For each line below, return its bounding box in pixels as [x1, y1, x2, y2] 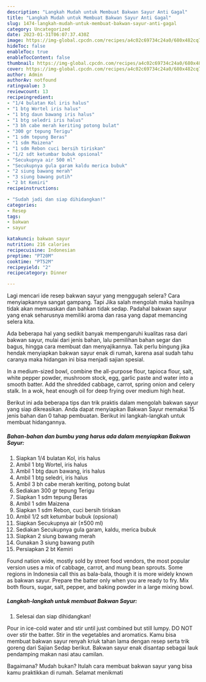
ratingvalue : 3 [7, 83, 46, 89]
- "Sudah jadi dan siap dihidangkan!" [7, 196, 106, 202]
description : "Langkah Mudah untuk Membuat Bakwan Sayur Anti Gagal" [7, 9, 188, 15]
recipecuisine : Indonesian [7, 247, 76, 253]
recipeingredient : [7, 94, 54, 100]
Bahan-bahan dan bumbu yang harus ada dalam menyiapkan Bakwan [7, 432, 191, 440]
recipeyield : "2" [7, 264, 51, 270]
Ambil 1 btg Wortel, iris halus [15, 461, 87, 469]
